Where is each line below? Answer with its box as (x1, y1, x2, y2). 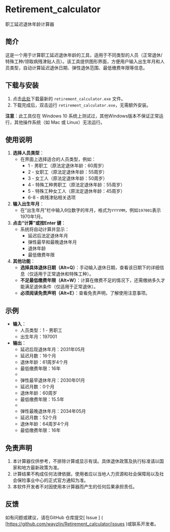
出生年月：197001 (20, 334, 57, 340)
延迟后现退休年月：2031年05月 (20, 347, 85, 353)
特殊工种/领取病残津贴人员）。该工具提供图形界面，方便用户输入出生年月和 (5, 58, 161, 64)
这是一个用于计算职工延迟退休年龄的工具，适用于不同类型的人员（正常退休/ (5, 52, 163, 58)
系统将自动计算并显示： (20, 226, 70, 232)
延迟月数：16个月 (20, 353, 56, 359)
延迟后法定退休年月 (27, 233, 69, 239)
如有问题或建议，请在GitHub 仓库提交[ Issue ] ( (5, 514, 103, 520)
